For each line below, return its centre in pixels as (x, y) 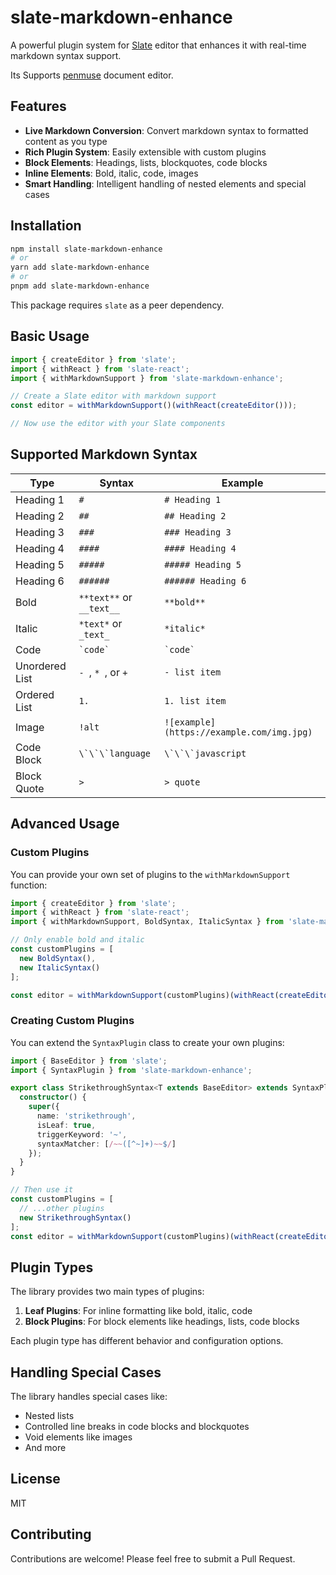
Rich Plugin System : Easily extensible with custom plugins (145, 152)
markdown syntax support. (66, 55)
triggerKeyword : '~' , (82, 1134)
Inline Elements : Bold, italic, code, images (111, 173)
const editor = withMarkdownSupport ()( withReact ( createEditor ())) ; (154, 406)
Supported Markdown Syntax (104, 454)
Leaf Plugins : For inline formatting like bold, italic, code (138, 1311)
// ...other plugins (62, 1208)
